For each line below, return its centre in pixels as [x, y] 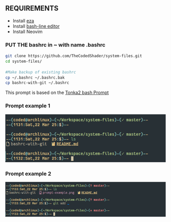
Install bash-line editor [36, 26]
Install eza [23, 20]
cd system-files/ [24, 61]
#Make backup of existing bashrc [41, 72]
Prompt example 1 [28, 106]
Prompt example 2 [28, 174]
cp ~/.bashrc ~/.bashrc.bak [35, 78]
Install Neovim [27, 31]
